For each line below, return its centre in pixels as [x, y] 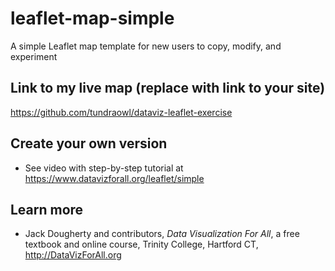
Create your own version [89, 143]
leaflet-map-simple [92, 18]
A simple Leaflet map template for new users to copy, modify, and [146, 46]
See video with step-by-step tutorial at [104, 168]
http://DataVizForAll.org [73, 255]
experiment [34, 56]
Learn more [47, 209]
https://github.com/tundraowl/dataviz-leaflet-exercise [121, 112]
